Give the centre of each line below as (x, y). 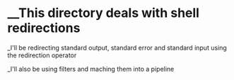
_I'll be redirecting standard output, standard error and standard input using (117, 47)
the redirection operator (42, 55)
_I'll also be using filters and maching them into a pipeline (91, 69)
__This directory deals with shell (104, 13)
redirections (44, 28)
